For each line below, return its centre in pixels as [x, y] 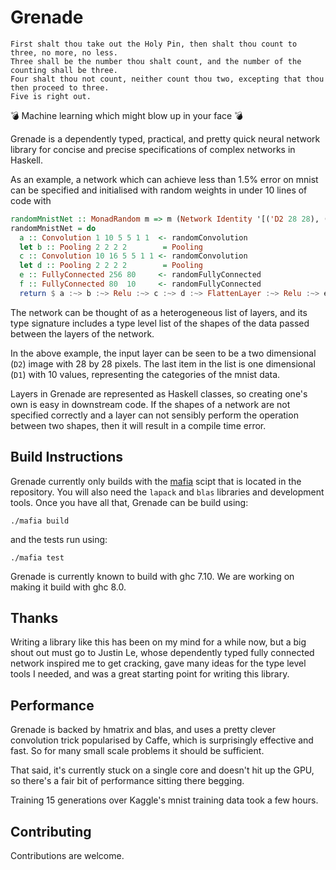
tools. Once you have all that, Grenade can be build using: [129, 502]
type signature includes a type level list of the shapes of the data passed [160, 323]
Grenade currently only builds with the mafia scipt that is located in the [156, 481]
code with [31, 200]
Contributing [51, 831]
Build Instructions [67, 457]
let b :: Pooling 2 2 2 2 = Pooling [111, 247]
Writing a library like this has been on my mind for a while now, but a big [158, 642]
